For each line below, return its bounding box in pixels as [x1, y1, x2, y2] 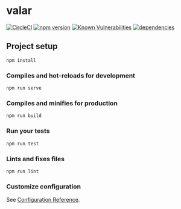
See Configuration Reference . [6, 196, 80, 204]
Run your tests [6, 127, 50, 135]
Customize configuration [6, 182, 81, 191]
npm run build [6, 113, 42, 119]
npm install [6, 57, 36, 64]
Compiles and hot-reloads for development [6, 71, 136, 79]
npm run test [6, 141, 39, 147]
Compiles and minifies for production [6, 99, 118, 107]
